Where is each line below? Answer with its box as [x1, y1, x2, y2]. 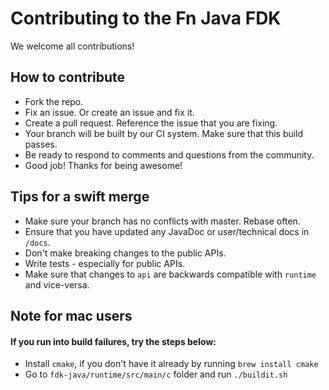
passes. [24, 138, 58, 150]
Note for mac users [10, 307, 133, 324]
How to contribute [10, 69, 126, 86]
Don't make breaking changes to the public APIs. [24, 247, 227, 259]
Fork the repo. [24, 95, 84, 107]
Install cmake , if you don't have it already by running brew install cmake [24, 358, 319, 370]
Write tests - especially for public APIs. [24, 257, 186, 269]
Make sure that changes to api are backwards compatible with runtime [24, 268, 317, 280]
